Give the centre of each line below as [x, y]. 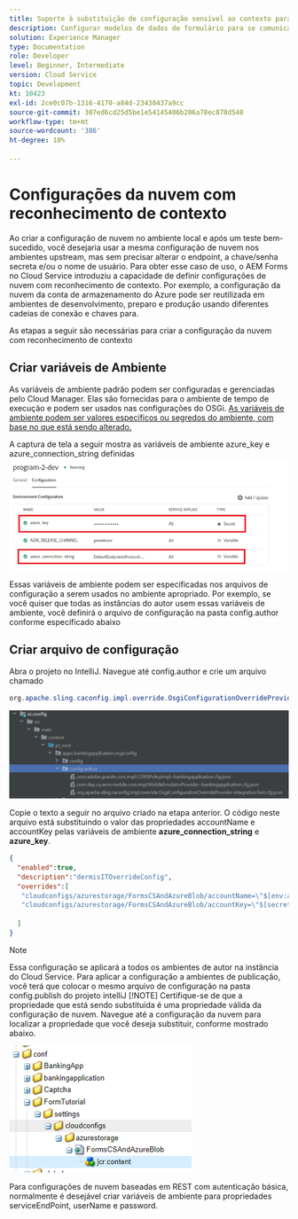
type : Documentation [47, 47]
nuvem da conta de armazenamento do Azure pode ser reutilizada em [137, 294]
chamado [27, 680]
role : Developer [39, 56]
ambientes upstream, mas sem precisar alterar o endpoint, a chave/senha [144, 256]
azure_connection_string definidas [72, 453]
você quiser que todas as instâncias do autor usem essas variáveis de [137, 603]
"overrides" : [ [43, 887]
